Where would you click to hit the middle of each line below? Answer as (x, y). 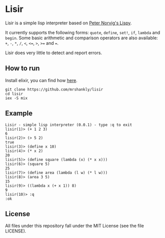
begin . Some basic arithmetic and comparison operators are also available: (82, 38)
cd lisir (14, 94)
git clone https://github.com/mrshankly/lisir (54, 89)
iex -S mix (16, 98)
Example (19, 114)
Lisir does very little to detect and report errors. (54, 53)
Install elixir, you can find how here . (41, 80)
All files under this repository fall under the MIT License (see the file (75, 226)
